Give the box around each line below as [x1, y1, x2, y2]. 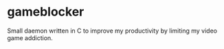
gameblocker [7, 4, 85, 20]
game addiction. [7, 33, 53, 42]
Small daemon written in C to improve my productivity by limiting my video [7, 27, 218, 35]
